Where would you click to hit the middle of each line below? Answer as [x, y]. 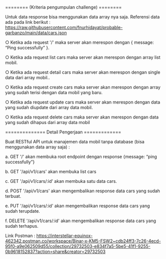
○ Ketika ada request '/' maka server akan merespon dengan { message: [80, 42]
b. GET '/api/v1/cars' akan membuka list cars [51, 172]
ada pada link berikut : [28, 22]
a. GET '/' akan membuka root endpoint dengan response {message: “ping [81, 157]
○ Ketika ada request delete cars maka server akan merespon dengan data [82, 117]
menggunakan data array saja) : [38, 147]
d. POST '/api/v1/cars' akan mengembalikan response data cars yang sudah [83, 191]
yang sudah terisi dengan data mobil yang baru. [54, 92]
